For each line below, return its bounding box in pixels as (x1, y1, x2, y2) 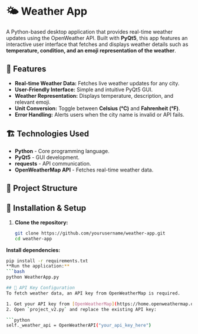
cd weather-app (14, 236, 52, 242)
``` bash (6, 269, 25, 275)
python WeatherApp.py (6, 275, 60, 280)
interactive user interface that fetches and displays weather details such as (6, 41, 189, 48)
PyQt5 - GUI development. (14, 154, 80, 161)
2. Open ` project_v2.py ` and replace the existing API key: (6, 306, 157, 312)
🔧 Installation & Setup (6, 203, 87, 213)
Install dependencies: (6, 246, 61, 253)
